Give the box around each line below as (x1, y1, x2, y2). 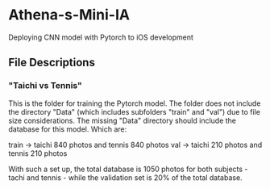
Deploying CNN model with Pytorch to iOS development (8, 32, 193, 42)
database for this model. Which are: (8, 124, 127, 134)
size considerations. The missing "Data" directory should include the (8, 115, 236, 125)
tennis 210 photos (8, 148, 68, 158)
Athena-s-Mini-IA (8, 6, 131, 24)
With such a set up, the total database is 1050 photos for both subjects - (8, 164, 248, 174)
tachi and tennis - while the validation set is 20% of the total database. (8, 172, 243, 183)
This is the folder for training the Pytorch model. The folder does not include (8, 99, 261, 108)
